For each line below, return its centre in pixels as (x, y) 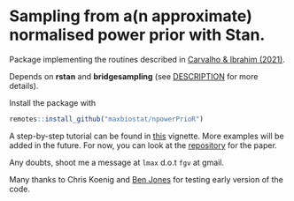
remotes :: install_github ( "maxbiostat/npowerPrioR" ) (106, 119)
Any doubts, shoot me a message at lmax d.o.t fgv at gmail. (116, 162)
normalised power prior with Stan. (137, 35)
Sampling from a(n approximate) (131, 16)
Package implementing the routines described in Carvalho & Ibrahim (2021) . (147, 59)
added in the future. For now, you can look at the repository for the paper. (143, 145)
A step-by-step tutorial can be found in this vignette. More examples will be (147, 136)
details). (24, 86)
